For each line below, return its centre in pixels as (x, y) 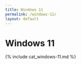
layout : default (22, 19)
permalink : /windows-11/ (31, 14)
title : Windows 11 (24, 10)
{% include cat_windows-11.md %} (40, 57)
